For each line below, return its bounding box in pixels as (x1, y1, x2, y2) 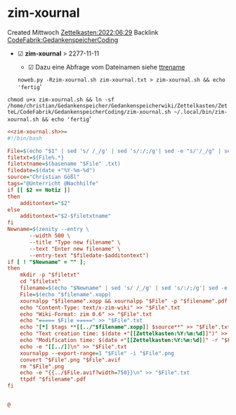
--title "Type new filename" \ (29, 239, 121, 246)
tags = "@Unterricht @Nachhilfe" (7, 180, 99, 187)
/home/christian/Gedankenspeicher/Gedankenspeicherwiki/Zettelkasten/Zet (7, 102, 228, 110)
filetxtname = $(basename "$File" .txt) (7, 160, 121, 168)
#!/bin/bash (7, 135, 42, 142)
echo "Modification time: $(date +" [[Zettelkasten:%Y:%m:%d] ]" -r (20, 337, 218, 344)
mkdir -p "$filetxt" (20, 272, 80, 279)
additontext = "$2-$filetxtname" (20, 213, 112, 220)
